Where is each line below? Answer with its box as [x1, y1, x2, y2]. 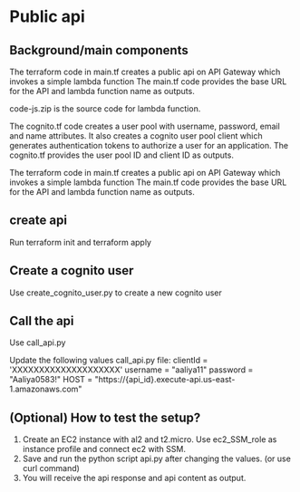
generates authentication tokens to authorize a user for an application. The [9, 140, 288, 150]
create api [9, 213, 68, 228]
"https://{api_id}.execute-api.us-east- [94, 374, 236, 385]
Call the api [9, 314, 74, 329]
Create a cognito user [9, 263, 134, 278]
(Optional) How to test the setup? [9, 410, 201, 425]
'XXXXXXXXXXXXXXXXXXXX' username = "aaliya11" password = [9, 364, 254, 375]
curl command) [22, 463, 80, 474]
